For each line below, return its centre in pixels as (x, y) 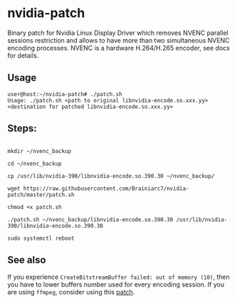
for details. (23, 55)
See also (27, 260)
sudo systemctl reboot (41, 238)
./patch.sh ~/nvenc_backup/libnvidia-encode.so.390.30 (90, 219)
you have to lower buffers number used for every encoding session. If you (116, 285)
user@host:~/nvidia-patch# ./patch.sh (65, 94)
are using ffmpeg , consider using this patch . (71, 292)
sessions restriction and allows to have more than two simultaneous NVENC (118, 40)
